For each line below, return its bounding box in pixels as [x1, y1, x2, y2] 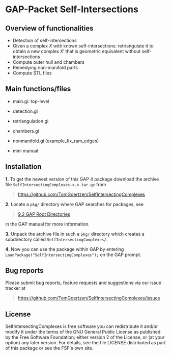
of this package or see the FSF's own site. [5, 345, 94, 351]
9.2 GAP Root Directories [17, 211, 70, 217]
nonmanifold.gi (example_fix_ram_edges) [12, 138, 99, 144]
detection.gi [12, 108, 38, 114]
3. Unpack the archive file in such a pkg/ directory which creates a [5, 231, 145, 237]
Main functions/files [5, 85, 71, 93]
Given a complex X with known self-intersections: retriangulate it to [12, 43, 154, 49]
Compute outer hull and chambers [12, 59, 85, 65]
